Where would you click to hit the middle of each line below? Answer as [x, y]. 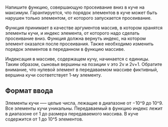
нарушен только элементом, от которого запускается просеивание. [78, 18]
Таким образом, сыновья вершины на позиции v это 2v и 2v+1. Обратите [84, 64]
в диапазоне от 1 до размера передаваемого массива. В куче [72, 113]
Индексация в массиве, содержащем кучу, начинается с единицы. [77, 59]
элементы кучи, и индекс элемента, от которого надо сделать [72, 33]
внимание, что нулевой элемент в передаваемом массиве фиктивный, [82, 70]
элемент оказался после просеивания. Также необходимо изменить [79, 44]
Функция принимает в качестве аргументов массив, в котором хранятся [84, 28]
